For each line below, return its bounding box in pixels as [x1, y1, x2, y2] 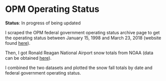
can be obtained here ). [5, 55, 52, 61]
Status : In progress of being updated [5, 20, 81, 26]
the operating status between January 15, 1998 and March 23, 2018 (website [5, 35, 162, 41]
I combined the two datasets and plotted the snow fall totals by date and [5, 65, 153, 71]
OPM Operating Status [5, 3, 100, 15]
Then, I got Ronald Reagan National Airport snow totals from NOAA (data [5, 50, 154, 56]
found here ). [5, 40, 31, 46]
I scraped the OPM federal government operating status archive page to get [5, 29, 160, 35]
